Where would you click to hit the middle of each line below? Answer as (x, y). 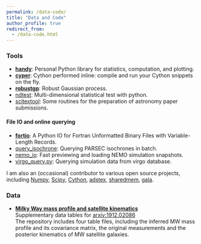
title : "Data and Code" (36, 18)
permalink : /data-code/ (36, 12)
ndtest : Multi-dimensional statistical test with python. (81, 95)
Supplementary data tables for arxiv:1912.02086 (75, 215)
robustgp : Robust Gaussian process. (61, 88)
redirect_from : (26, 29)
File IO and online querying (41, 122)
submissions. (32, 108)
